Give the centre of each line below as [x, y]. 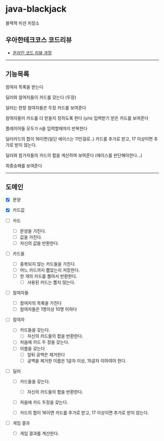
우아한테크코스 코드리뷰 [39, 40]
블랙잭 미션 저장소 [22, 23]
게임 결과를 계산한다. [39, 434]
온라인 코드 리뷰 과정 [32, 53]
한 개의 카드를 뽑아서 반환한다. [48, 276]
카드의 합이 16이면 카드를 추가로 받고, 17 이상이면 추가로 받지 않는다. [84, 412]
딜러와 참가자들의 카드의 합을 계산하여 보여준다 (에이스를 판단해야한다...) [74, 155]
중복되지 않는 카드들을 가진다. [48, 264]
